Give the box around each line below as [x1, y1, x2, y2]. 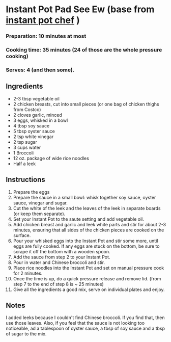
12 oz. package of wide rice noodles [13, 155, 90, 161]
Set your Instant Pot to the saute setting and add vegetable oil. [13, 216, 145, 222]
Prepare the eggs [13, 189, 50, 195]
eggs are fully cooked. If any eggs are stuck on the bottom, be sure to [13, 243, 160, 249]
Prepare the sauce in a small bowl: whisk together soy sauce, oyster [13, 194, 156, 200]
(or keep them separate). [13, 211, 66, 217]
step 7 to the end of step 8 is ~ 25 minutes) [13, 281, 104, 287]
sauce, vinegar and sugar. [13, 200, 68, 206]
